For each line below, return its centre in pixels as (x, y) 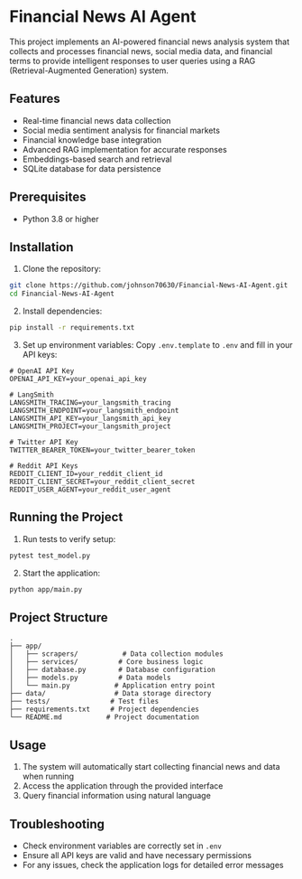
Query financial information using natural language (117, 796)
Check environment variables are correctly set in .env (122, 846)
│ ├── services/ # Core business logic (106, 662)
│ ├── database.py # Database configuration (113, 670)
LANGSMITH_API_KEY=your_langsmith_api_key (90, 418)
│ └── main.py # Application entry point (113, 686)
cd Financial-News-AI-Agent (62, 294)
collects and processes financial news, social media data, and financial (141, 51)
